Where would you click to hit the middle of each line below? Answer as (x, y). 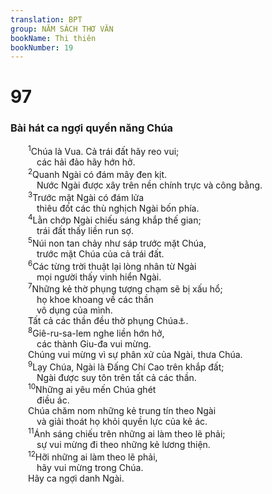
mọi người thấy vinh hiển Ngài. (99, 277)
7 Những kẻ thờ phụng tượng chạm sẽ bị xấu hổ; (125, 288)
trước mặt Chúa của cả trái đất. (100, 254)
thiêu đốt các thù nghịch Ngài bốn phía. (118, 208)
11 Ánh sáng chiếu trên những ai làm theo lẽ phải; (127, 433)
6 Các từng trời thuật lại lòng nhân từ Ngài (112, 265)
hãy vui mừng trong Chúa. (90, 467)
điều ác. (53, 400)
